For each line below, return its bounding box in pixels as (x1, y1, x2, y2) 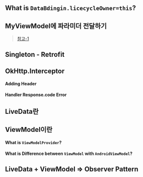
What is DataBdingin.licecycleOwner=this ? (5, 4, 136, 12)
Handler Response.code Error (5, 92, 67, 98)
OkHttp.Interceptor (5, 67, 65, 75)
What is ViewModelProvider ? (5, 139, 62, 145)
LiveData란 (5, 107, 39, 116)
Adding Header (5, 80, 37, 86)
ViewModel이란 (5, 125, 52, 134)
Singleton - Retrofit (5, 50, 65, 58)
